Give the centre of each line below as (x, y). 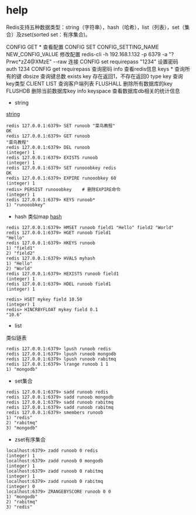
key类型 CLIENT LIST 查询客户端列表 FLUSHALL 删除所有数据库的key (89, 83)
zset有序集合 (30, 439)
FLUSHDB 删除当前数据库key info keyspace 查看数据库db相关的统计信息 (93, 91)
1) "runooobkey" (26, 205)
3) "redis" (19, 507)
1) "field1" (20, 248)
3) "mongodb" (22, 428)
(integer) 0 (20, 486)
